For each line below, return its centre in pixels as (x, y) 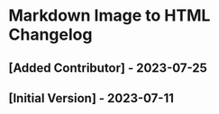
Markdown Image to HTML (109, 16)
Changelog (50, 35)
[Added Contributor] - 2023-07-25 (108, 68)
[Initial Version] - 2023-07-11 (91, 98)
